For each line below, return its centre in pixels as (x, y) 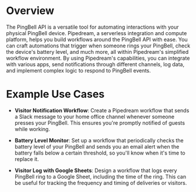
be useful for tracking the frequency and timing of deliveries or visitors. (101, 183)
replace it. (27, 159)
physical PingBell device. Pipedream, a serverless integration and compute (97, 33)
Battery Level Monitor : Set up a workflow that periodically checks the (99, 140)
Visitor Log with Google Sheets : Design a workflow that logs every (96, 170)
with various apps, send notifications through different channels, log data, (95, 64)
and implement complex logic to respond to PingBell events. (79, 70)
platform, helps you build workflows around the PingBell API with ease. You (97, 39)
